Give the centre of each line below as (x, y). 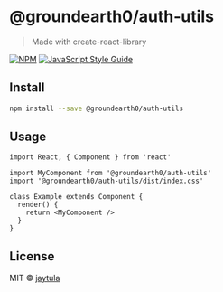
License (32, 256)
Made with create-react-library (89, 42)
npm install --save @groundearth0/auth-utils (96, 108)
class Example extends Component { (76, 197)
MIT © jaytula (35, 278)
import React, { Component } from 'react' (90, 157)
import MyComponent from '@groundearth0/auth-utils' (111, 174)
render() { (38, 205)
